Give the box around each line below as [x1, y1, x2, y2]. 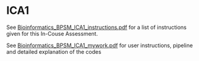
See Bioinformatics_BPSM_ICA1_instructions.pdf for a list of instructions [6, 24, 187, 31]
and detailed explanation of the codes [6, 48, 102, 55]
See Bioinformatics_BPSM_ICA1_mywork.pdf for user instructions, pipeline [6, 42, 194, 49]
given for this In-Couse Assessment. [6, 30, 98, 37]
